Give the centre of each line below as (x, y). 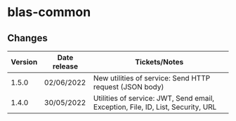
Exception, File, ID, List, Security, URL (155, 107)
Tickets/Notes (159, 62)
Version (24, 62)
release (65, 66)
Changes (27, 38)
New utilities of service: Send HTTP (152, 78)
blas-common (49, 12)
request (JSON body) (129, 87)
